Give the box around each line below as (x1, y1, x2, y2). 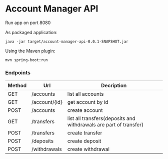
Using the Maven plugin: (5, 48, 55, 54)
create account (67, 107, 103, 114)
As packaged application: (5, 29, 57, 35)
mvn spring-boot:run (5, 57, 48, 63)
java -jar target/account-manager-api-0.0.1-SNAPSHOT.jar (5, 39, 128, 44)
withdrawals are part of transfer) (67, 121, 144, 128)
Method (7, 82, 27, 89)
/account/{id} (31, 99, 62, 106)
